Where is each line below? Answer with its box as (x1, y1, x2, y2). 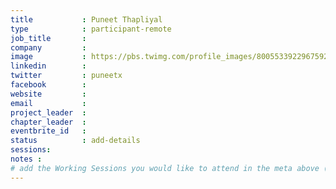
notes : (10, 154, 43, 164)
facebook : (10, 80, 87, 90)
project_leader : (10, 107, 87, 118)
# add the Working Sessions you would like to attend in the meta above (10, 163, 320, 173)
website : (10, 89, 87, 99)
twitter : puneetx (10, 71, 123, 81)
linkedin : (10, 61, 87, 71)
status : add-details (10, 136, 141, 146)
